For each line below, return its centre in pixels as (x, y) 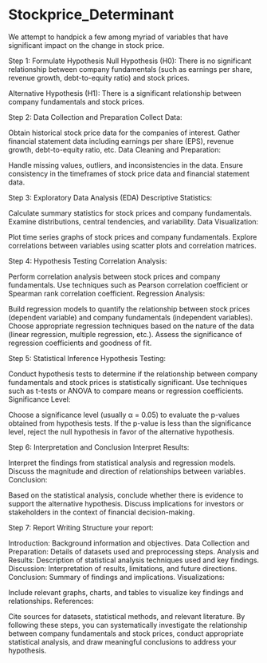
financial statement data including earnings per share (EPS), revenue (121, 141)
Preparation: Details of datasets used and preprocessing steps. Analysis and (133, 551)
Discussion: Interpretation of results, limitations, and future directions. (123, 568)
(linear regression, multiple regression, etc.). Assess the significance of (125, 334)
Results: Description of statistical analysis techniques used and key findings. (134, 560)
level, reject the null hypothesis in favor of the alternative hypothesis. (122, 431)
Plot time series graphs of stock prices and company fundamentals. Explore (133, 236)
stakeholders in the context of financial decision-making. (102, 512)
